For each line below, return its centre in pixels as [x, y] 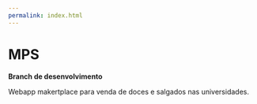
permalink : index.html [45, 15]
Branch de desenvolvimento [55, 76]
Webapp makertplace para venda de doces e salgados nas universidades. [128, 91]
